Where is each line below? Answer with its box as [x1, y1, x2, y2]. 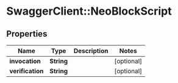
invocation [9, 57, 41, 65]
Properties [6, 29, 48, 39]
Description [73, 47, 109, 55]
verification [9, 67, 44, 75]
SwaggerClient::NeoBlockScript [6, 4, 172, 18]
